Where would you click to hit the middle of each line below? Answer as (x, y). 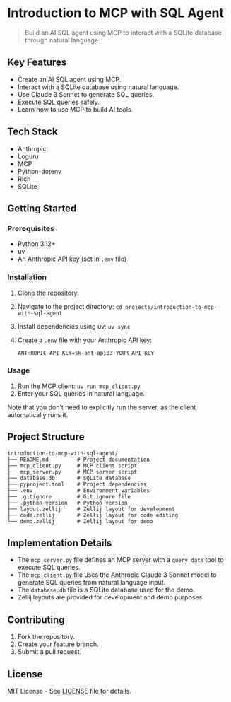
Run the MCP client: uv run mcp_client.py (79, 386)
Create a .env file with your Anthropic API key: (84, 340)
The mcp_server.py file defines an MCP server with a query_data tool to (120, 560)
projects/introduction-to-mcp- (171, 307)
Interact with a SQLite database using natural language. (98, 87)
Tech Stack (32, 132)
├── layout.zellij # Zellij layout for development (91, 509)
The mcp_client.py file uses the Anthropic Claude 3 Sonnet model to (117, 575)
